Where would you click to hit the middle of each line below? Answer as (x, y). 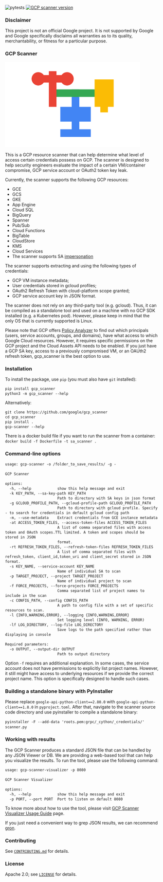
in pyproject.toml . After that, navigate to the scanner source (95, 707)
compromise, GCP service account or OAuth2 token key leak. (66, 170)
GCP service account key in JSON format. (54, 296)
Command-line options (33, 454)
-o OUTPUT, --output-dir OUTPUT (42, 649)
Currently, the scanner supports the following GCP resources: (67, 180)
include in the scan (26, 596)
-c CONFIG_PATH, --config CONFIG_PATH (49, 601)
